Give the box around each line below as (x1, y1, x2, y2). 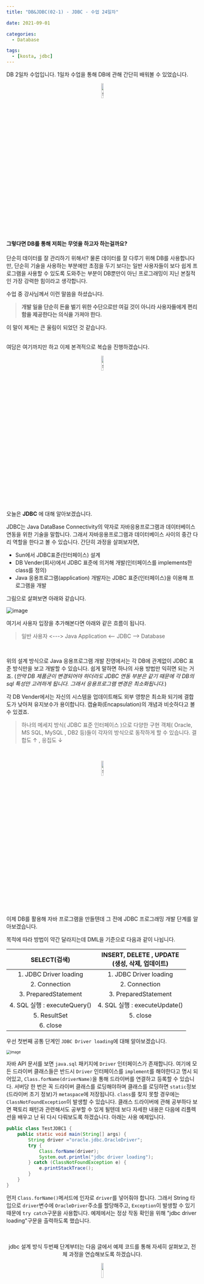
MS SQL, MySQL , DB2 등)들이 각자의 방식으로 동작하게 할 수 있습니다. (21, 729, 191, 737)
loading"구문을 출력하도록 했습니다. (6, 1217, 91, 1224)
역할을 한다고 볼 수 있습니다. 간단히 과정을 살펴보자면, (12, 538, 139, 546)
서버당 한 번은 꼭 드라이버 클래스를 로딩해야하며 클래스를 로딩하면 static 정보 (14, 1083, 197, 1090)
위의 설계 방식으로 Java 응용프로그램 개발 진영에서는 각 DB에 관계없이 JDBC (6, 657, 188, 665)
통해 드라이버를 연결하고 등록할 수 (98, 1075, 178, 1083)
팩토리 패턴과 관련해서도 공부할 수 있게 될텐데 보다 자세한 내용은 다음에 (12, 1106, 180, 1113)
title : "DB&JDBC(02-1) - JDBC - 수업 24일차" (6, 9, 119, 15)
